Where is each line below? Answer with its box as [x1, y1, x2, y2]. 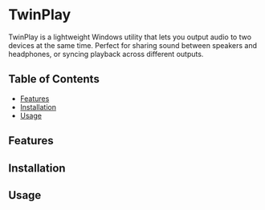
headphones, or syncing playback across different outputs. [8, 49, 204, 59]
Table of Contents [8, 72, 100, 86]
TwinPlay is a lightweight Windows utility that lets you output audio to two [8, 32, 251, 42]
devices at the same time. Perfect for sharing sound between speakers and [8, 40, 258, 50]
